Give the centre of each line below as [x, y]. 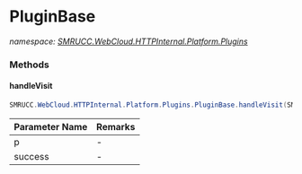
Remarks [115, 126]
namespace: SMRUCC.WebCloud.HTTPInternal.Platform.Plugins [129, 41]
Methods [29, 65]
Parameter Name [51, 126]
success [31, 156]
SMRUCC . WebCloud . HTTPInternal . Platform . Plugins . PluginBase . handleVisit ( [148, 105]
